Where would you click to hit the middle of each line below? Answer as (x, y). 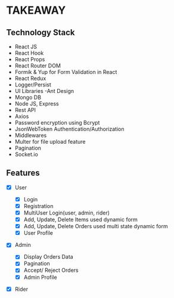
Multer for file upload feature (50, 142)
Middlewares (31, 135)
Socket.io (27, 154)
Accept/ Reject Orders (51, 270)
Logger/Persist (33, 85)
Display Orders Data (48, 257)
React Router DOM (38, 66)
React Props (30, 59)
